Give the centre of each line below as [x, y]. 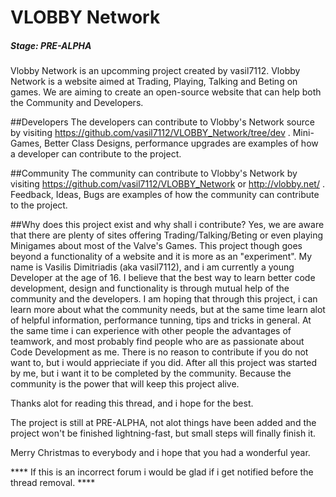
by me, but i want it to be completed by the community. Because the [151, 373]
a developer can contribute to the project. [96, 154]
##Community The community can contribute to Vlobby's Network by [154, 173]
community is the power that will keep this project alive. [125, 384]
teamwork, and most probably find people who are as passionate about [157, 342]
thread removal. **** [53, 483]
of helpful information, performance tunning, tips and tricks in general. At [161, 320]
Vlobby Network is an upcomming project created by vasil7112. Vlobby [155, 71]
